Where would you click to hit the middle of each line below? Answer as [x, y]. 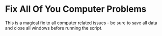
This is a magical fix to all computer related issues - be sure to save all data [81, 23]
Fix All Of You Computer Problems [76, 9]
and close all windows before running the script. [54, 28]
